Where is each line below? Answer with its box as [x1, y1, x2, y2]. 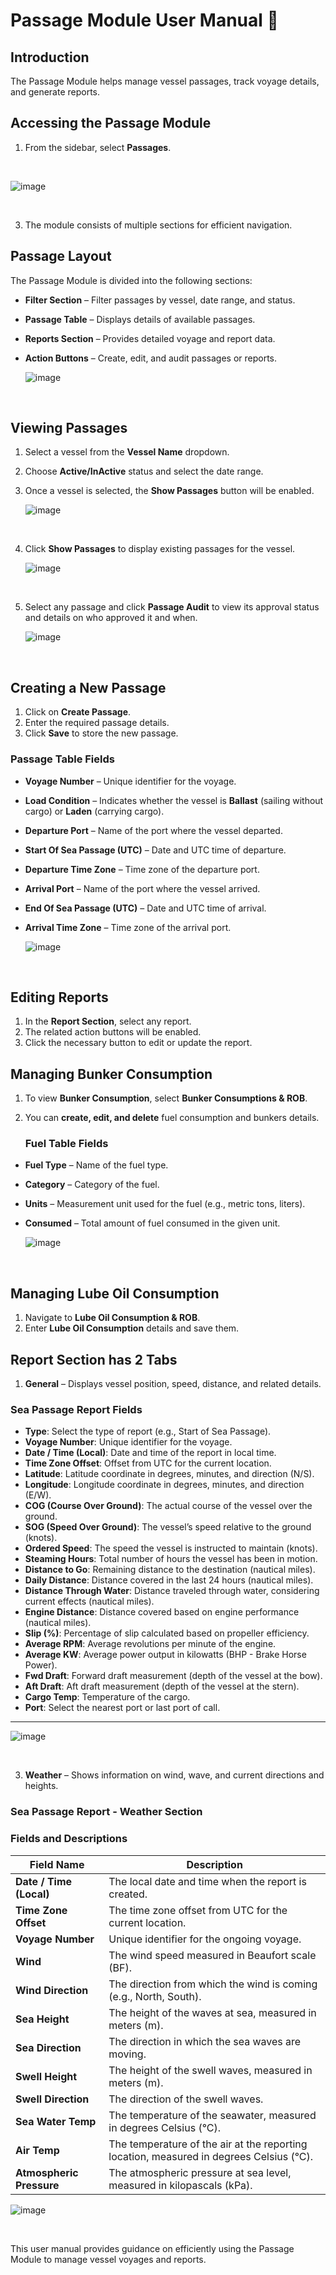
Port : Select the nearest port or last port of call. [24, 1702, 221, 1714]
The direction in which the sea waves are [108, 2034, 302, 2048]
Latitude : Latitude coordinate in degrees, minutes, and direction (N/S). [24, 1468, 315, 1480]
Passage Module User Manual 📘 [10, 9, 279, 32]
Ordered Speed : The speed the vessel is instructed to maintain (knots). [24, 1542, 318, 1554]
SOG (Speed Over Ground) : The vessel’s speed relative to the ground [24, 1521, 312, 1533]
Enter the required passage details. [24, 717, 170, 729]
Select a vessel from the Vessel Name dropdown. [24, 446, 230, 458]
